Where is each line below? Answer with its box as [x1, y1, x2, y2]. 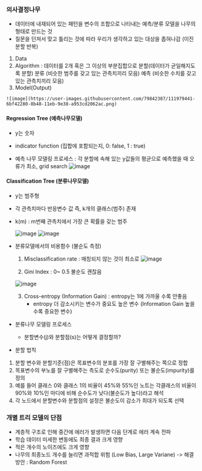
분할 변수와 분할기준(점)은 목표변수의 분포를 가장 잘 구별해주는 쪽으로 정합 [14, 359, 188, 366]
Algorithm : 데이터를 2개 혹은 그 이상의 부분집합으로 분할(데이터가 [14, 62, 170, 70]
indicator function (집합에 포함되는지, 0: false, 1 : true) [14, 142, 146, 149]
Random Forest [29, 458, 68, 466]
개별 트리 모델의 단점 [6, 413, 62, 421]
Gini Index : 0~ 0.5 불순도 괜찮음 [24, 268, 102, 275]
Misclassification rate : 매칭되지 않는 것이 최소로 [24, 255, 140, 262]
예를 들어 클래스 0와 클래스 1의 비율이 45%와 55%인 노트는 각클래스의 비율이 [14, 382, 197, 389]
